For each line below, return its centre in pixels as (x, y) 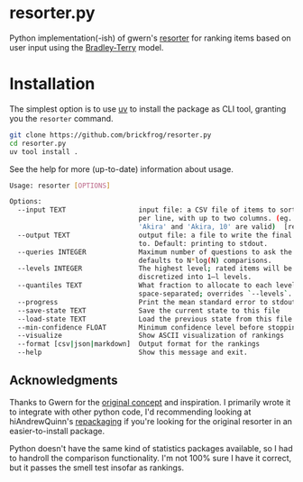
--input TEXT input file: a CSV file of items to (147, 210)
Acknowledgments (64, 381)
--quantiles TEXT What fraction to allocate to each (145, 286)
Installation (52, 84)
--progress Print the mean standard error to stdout (157, 302)
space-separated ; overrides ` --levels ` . (216, 294)
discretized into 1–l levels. (195, 277)
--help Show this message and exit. (133, 353)
